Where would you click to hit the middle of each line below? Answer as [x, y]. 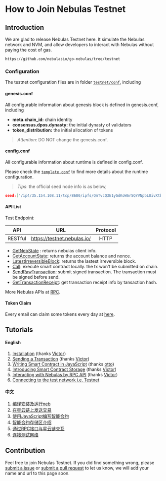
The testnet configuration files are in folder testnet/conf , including [73, 82]
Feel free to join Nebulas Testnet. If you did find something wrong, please [80, 463]
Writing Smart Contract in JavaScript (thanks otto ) [63, 364]
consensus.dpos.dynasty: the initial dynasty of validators [72, 124]
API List [13, 207]
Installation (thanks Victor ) [39, 354]
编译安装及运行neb [31, 404]
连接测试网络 [25, 434]
